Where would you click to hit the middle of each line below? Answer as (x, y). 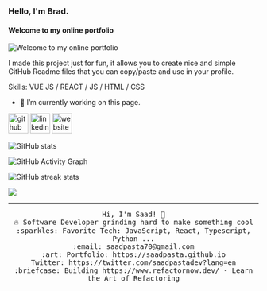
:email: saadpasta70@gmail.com (133, 247)
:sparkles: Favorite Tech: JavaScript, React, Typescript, (133, 231)
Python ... (133, 239)
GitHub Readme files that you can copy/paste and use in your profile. (121, 72)
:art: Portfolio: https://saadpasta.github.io (133, 255)
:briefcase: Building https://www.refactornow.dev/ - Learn (133, 271)
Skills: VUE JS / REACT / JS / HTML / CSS (77, 87)
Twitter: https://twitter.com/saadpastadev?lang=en (133, 263)
